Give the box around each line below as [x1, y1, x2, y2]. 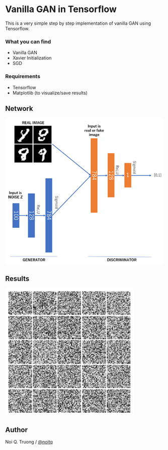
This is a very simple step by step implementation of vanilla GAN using [5, 20, 151, 26]
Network [5, 104, 34, 113]
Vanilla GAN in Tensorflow [5, 4, 117, 15]
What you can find [5, 38, 51, 45]
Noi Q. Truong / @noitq [5, 439, 53, 445]
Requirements [5, 73, 41, 80]
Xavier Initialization [12, 55, 52, 61]
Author [5, 426, 28, 434]
